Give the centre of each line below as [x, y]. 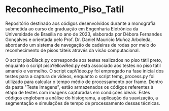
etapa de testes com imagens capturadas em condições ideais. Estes [78, 92]
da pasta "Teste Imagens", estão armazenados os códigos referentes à [79, 87]
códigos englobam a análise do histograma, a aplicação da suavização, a [82, 98]
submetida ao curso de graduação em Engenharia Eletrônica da [72, 28]
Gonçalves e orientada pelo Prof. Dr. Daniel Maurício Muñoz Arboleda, [79, 40]
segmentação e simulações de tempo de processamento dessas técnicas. [83, 103]
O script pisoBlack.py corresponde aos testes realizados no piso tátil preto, [84, 60]
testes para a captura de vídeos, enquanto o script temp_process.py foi [80, 76]
